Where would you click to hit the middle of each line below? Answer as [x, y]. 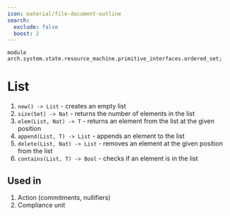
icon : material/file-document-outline [64, 14]
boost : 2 [26, 33]
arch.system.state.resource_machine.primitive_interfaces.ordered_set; [115, 59]
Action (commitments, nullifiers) [64, 197]
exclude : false [36, 27]
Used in [24, 180]
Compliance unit [41, 205]
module [17, 53]
